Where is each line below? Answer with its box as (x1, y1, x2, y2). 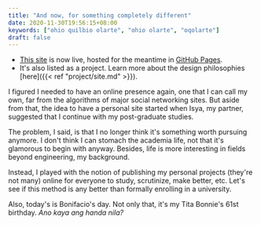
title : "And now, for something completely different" (8, 11, 192, 20)
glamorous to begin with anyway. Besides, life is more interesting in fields (8, 144, 246, 153)
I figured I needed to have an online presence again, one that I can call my (8, 87, 248, 97)
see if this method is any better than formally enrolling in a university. (8, 184, 232, 194)
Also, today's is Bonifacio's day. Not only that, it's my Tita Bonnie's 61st (8, 200, 239, 209)
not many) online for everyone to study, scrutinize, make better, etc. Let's (8, 176, 245, 186)
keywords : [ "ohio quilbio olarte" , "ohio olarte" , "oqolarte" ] (8, 26, 220, 34)
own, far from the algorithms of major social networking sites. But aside (8, 95, 240, 105)
